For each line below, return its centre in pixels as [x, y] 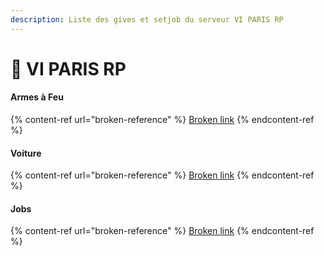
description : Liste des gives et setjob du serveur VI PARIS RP [147, 19]
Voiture [26, 153]
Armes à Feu [37, 97]
